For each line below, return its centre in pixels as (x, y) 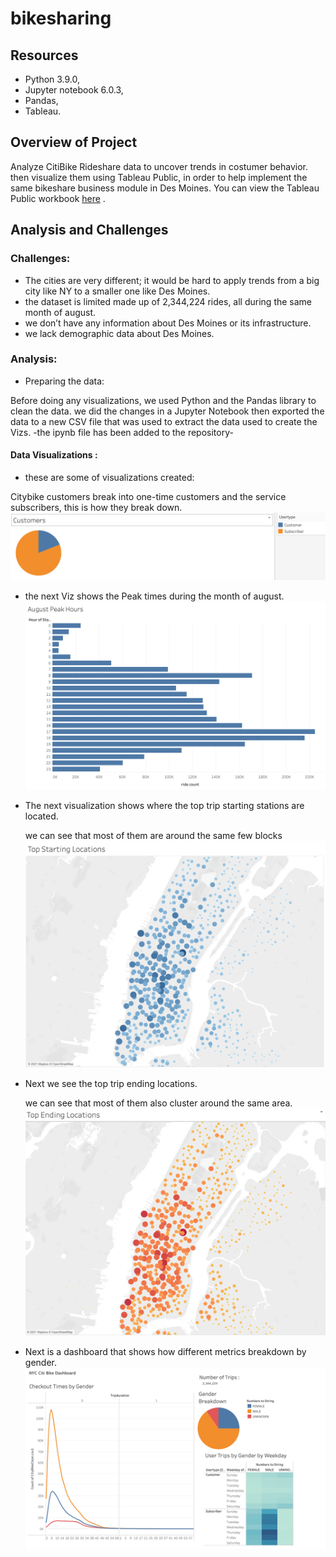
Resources (44, 55)
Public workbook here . (58, 198)
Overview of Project (74, 142)
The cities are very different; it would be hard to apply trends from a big (172, 280)
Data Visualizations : (54, 455)
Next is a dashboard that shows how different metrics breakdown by (165, 1351)
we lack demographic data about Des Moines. (119, 333)
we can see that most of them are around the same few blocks (153, 835)
